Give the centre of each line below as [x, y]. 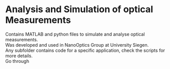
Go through [17, 61]
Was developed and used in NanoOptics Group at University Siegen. [77, 45]
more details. [19, 56]
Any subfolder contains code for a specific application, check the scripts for [85, 50]
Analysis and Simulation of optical [79, 9]
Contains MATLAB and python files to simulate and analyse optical [75, 34]
